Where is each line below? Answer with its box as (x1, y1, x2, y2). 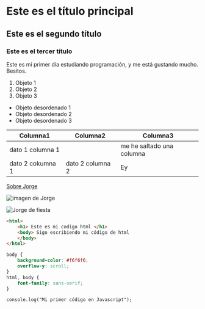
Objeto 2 (15, 85, 37, 93)
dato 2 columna (65, 159, 111, 167)
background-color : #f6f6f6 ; (17, 258, 88, 264)
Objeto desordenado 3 (15, 117, 72, 124)
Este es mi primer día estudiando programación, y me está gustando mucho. (6, 60, 198, 68)
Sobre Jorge (6, 182, 38, 190)
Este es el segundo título (6, 29, 102, 39)
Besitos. (6, 67, 27, 75)
